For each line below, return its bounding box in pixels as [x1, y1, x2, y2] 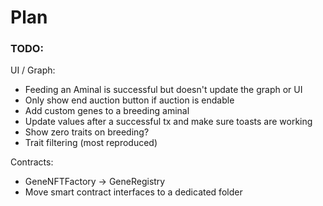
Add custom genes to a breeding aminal [24, 105, 190, 117]
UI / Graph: [10, 64, 56, 76]
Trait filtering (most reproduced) [24, 137, 158, 149]
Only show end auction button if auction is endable [24, 94, 235, 106]
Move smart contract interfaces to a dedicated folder [24, 186, 243, 198]
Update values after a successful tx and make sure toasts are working [24, 116, 313, 128]
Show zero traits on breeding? [24, 126, 150, 138]
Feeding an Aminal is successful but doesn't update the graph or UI [24, 84, 303, 96]
